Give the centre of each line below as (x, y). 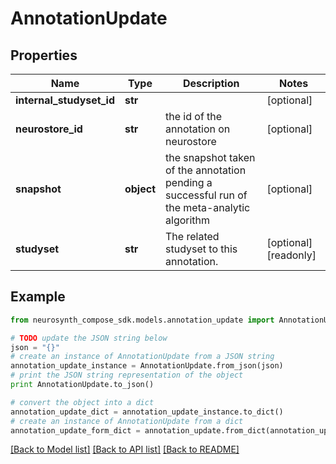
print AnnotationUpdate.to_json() (82, 385)
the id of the (194, 116)
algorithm (188, 220)
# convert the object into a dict (82, 402)
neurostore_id (49, 129)
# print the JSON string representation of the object (127, 375)
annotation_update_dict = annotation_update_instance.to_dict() (147, 412)
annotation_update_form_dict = (75, 430)
